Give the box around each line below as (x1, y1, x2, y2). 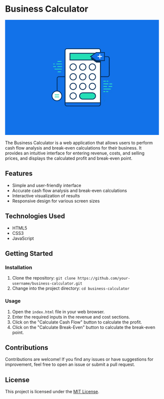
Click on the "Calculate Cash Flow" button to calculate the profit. (12, 319, 143, 325)
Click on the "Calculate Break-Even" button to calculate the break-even (12, 324, 155, 330)
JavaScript (12, 235, 34, 241)
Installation (5, 264, 33, 271)
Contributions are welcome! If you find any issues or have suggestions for (5, 357, 154, 362)
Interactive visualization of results (12, 192, 80, 198)
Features (5, 170, 33, 178)
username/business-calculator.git (12, 281, 82, 286)
